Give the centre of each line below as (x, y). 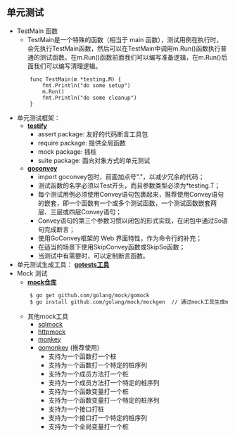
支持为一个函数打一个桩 (82, 356)
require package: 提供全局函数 (82, 143)
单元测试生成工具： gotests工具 (63, 264)
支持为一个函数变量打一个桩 (89, 391)
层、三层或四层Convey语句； (80, 211)
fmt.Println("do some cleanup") (90, 98)
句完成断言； (56, 229)
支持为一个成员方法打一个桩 (89, 374)
